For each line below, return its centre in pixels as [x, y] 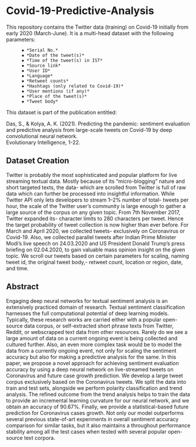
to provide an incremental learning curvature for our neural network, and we [98, 400]
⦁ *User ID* [36, 71]
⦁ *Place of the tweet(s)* [54, 96]
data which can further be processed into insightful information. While [90, 193]
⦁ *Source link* [41, 66]
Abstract [23, 287]
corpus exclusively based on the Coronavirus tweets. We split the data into [96, 381]
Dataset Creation [38, 161]
